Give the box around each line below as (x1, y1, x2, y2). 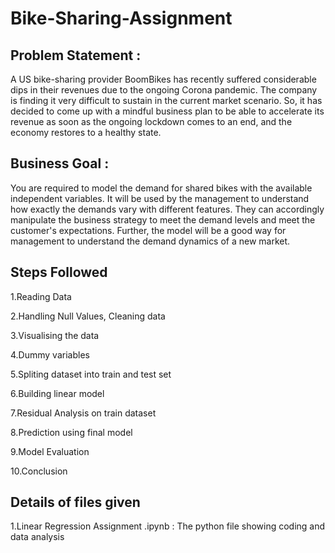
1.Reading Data (10, 290, 72, 302)
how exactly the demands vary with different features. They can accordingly (10, 203, 325, 215)
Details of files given (10, 494, 141, 511)
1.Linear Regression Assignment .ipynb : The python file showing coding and (10, 520, 326, 532)
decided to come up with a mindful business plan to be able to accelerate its (10, 105, 325, 117)
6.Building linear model (10, 387, 105, 399)
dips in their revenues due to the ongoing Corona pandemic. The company (10, 84, 318, 96)
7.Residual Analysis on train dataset (10, 407, 157, 419)
